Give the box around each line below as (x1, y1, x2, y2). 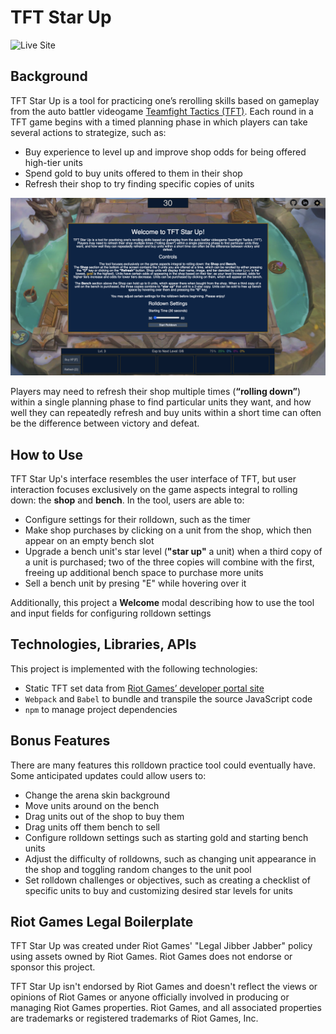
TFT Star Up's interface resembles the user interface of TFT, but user (10, 473, 297, 485)
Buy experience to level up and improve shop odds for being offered (24, 146, 307, 158)
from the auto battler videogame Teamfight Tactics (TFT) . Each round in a (10, 105, 314, 117)
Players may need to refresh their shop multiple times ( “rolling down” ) (10, 386, 302, 398)
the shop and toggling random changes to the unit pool (24, 863, 252, 875)
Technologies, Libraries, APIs (10, 636, 197, 653)
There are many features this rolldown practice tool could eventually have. (10, 759, 317, 771)
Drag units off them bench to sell (24, 821, 160, 833)
